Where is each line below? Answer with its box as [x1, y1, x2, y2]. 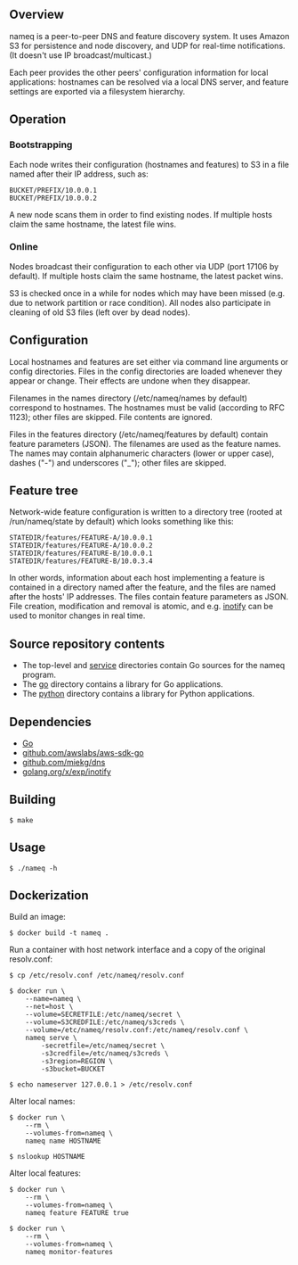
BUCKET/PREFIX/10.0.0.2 [9, 194, 98, 203]
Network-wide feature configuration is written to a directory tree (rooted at [9, 507, 283, 517]
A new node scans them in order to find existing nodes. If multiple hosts [9, 209, 273, 219]
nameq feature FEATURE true [25, 1209, 129, 1218]
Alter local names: [9, 1096, 76, 1107]
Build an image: [9, 912, 67, 922]
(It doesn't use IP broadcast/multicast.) [9, 49, 153, 61]
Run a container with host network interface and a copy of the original [9, 945, 266, 955]
